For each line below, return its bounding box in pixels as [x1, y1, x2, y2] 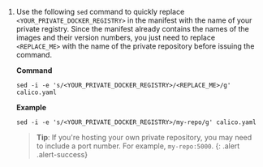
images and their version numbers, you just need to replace [15, 32, 216, 42]
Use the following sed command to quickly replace [15, 7, 185, 16]
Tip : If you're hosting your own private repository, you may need [36, 133, 252, 142]
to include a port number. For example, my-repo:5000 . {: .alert [36, 141, 240, 151]
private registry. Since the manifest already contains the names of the [15, 24, 249, 33]
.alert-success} [36, 150, 88, 159]
